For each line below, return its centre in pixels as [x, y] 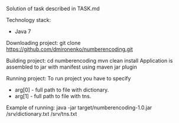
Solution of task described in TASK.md [53, 9]
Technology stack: [29, 20]
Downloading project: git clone [43, 43]
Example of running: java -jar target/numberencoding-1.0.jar [79, 108]
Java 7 [23, 31]
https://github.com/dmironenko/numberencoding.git [69, 49]
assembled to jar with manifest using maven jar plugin [71, 67]
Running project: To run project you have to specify [69, 78]
